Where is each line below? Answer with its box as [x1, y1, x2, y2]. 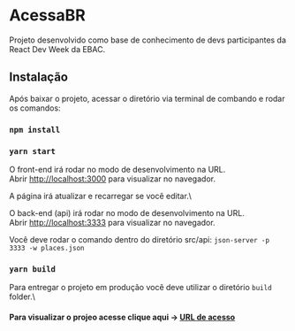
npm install [9, 125, 61, 135]
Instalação [9, 70, 69, 85]
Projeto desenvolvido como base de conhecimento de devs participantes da [9, 35, 287, 45]
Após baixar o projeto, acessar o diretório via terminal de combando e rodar [9, 93, 285, 104]
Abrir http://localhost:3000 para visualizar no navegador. [9, 173, 216, 184]
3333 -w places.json [9, 243, 86, 252]
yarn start [9, 146, 56, 156]
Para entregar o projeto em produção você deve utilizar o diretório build [9, 282, 272, 293]
